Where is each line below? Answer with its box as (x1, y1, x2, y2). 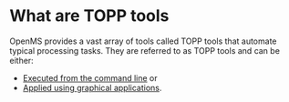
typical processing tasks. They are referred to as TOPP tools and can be (9, 45, 281, 56)
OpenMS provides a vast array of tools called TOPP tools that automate (9, 36, 277, 46)
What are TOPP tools (9, 5, 170, 26)
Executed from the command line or (22, 72, 158, 83)
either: (9, 55, 34, 66)
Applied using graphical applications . (22, 82, 162, 93)
